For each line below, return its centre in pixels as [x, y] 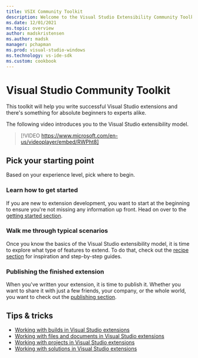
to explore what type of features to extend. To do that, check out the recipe [98, 250]
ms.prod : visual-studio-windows [46, 50]
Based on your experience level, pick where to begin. [71, 175]
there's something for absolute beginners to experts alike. [76, 113]
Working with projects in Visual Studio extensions [75, 342]
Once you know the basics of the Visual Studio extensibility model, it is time [98, 243]
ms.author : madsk [27, 39]
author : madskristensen [35, 34]
